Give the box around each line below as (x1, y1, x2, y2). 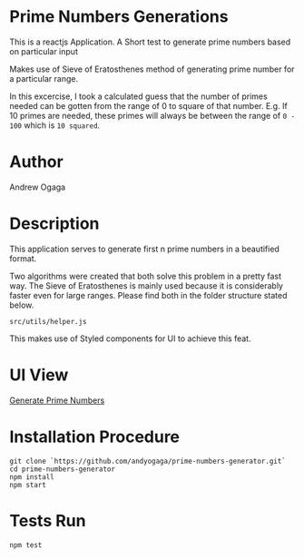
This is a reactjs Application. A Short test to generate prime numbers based (9, 36, 291, 47)
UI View (9, 365, 69, 385)
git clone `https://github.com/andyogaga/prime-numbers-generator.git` (9, 456, 286, 466)
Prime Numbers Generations (9, 6, 229, 27)
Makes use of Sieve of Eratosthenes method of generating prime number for (9, 64, 295, 74)
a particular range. (9, 73, 79, 83)
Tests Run (9, 510, 86, 531)
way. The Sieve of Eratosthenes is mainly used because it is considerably (9, 279, 284, 291)
